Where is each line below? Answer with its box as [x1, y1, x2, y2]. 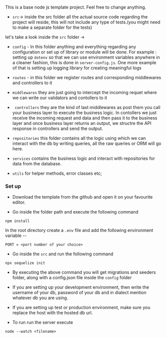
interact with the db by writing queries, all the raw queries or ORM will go [12, 140, 162, 146]
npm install [5, 219, 30, 224]
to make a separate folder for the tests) [12, 24, 93, 30]
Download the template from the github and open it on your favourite [12, 194, 153, 200]
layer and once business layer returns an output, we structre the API [12, 120, 152, 126]
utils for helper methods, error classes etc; [12, 170, 102, 176]
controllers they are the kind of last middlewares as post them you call [14, 105, 161, 110]
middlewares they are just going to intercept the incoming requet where [12, 90, 157, 95]
